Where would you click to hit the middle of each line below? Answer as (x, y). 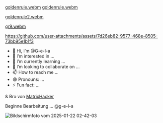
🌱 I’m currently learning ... (39, 61)
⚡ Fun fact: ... (26, 85)
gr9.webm (16, 26)
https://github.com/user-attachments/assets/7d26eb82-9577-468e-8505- (81, 36)
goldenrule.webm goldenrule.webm (41, 7)
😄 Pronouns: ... (28, 79)
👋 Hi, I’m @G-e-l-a (31, 51)
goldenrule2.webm (24, 17)
